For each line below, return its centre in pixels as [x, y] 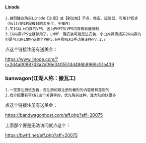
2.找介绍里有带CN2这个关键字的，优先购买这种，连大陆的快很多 [61, 95]
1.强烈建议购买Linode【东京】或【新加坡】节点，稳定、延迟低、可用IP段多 [72, 18]
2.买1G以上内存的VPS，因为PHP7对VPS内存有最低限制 [52, 29]
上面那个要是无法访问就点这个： [38, 125]
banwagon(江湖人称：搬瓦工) [40, 78]
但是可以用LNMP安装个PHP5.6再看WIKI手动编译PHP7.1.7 [55, 40]
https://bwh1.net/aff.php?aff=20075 [41, 135]
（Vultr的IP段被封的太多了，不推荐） [39, 24]
